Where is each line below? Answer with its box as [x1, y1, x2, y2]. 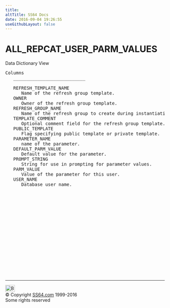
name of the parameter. [21, 141, 80, 147]
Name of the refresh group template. [21, 90, 115, 96]
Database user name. [21, 182, 72, 188]
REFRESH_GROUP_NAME [13, 106, 62, 112]
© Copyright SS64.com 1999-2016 [5, 292, 77, 298]
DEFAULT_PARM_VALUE [13, 146, 62, 152]
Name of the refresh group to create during [21, 111, 134, 117]
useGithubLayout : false [5, 21, 56, 27]
